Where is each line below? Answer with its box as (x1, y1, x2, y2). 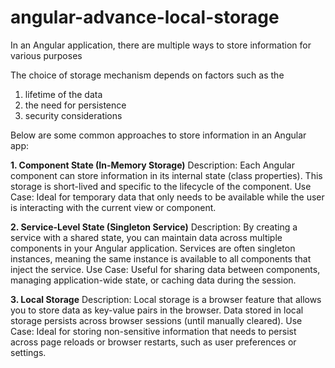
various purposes (10, 49, 83, 61)
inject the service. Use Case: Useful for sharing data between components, (10, 263, 321, 275)
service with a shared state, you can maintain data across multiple (10, 231, 283, 243)
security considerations (24, 109, 123, 121)
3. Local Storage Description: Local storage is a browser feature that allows (10, 293, 322, 305)
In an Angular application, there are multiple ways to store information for (10, 39, 312, 51)
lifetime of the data (24, 88, 103, 100)
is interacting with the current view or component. (10, 201, 217, 213)
